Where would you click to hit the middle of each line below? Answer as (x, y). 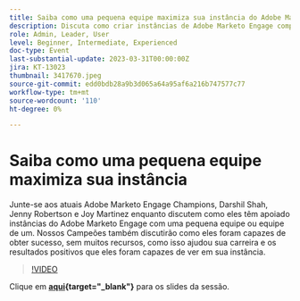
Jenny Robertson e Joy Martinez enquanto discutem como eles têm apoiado (150, 214)
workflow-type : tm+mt (50, 92)
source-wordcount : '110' (55, 100)
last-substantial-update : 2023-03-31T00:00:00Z (100, 59)
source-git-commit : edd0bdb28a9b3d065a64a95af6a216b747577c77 (127, 84)
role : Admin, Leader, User (59, 34)
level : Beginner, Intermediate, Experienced (93, 42)
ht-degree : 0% (36, 109)
